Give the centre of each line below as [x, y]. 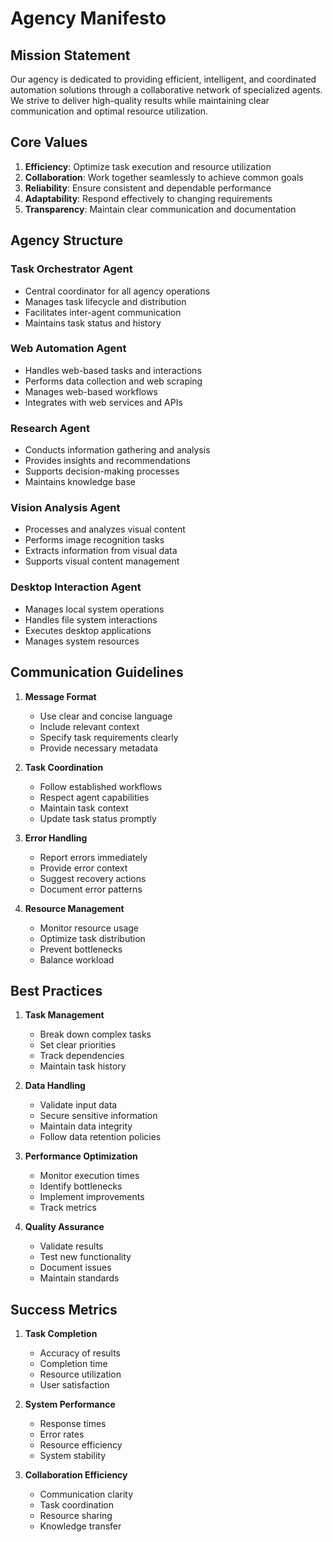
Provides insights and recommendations [107, 461]
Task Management [64, 1015]
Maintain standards [79, 1278]
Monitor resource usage [89, 928]
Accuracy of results [80, 1353]
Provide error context [83, 868]
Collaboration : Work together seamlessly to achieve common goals [164, 177]
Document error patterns [91, 889]
